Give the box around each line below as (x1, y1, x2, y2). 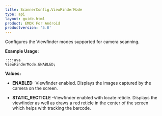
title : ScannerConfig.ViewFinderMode (5, 7, 82, 12)
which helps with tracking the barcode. (12, 105, 91, 111)
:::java (5, 58, 21, 63)
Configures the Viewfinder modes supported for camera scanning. (5, 39, 140, 45)
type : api (5, 12, 26, 17)
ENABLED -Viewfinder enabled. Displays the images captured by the (12, 80, 151, 86)
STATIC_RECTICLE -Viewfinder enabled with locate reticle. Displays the (12, 95, 158, 101)
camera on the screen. (12, 85, 58, 91)
